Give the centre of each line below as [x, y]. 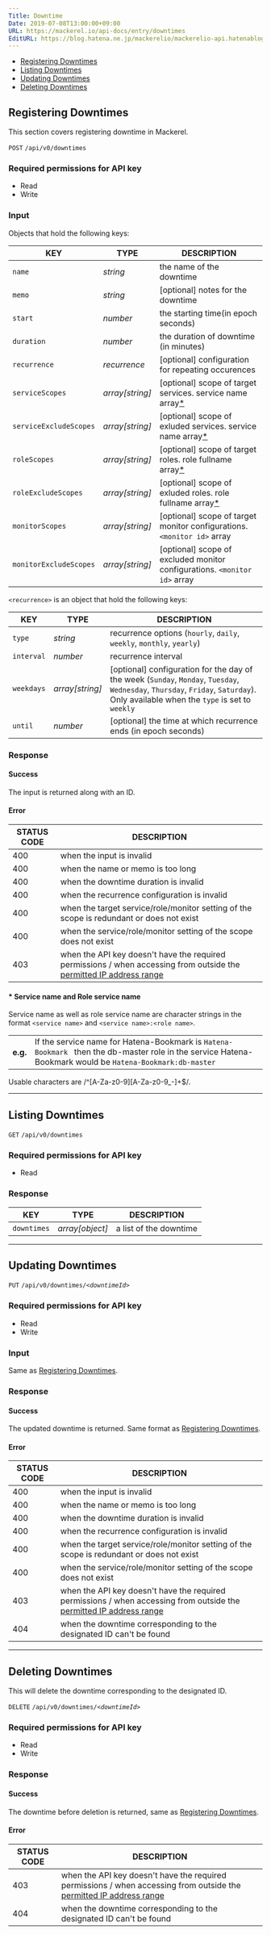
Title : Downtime [35, 16]
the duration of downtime [207, 336]
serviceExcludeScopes [54, 426]
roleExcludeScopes [48, 492]
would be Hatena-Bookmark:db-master [146, 1062]
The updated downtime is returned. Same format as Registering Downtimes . [134, 1429]
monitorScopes [40, 526]
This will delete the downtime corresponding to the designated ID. [118, 1691]
